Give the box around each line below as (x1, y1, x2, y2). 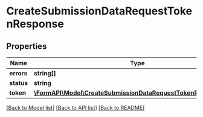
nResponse (6, 17, 65, 31)
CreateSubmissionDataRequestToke (6, 4, 192, 18)
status (9, 79, 28, 87)
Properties (6, 41, 47, 51)
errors (9, 69, 28, 77)
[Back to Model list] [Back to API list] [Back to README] (6, 104, 145, 111)
